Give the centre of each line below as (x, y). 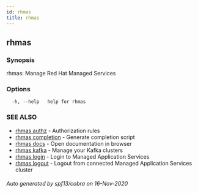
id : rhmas (19, 12)
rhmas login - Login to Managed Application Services (82, 156)
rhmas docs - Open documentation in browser (73, 143)
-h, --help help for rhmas (49, 102)
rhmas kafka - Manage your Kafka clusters (69, 150)
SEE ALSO (22, 117)
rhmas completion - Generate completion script (75, 137)
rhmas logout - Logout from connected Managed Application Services (104, 163)
